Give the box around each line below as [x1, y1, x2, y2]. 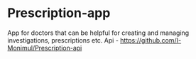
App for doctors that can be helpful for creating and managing [7, 28, 190, 37]
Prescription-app [7, 5, 111, 21]
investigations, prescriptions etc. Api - [7, 36, 119, 44]
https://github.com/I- [120, 36, 182, 44]
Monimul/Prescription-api [7, 43, 82, 52]
